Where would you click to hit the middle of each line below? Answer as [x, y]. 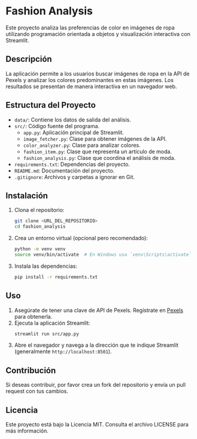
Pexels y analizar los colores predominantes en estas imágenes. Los [90, 80]
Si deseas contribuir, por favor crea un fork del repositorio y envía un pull [96, 385]
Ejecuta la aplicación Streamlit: [52, 323]
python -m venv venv [40, 249]
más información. [27, 431]
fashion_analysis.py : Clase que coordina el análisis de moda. [99, 158]
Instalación [27, 196]
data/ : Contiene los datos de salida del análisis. [72, 119]
